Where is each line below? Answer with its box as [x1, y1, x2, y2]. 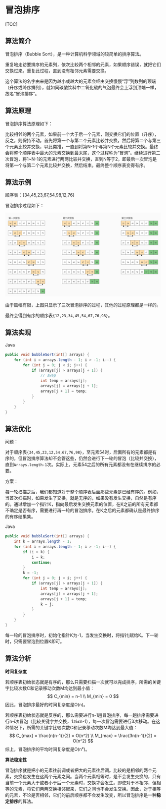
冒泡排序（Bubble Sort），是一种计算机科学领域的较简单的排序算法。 [5, 51, 144, 57]
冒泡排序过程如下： [5, 203, 44, 209]
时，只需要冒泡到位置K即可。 [5, 638, 65, 644]
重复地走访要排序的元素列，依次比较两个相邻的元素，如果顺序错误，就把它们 [5, 61, 161, 67]
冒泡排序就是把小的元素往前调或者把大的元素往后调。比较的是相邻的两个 [5, 767, 152, 773]
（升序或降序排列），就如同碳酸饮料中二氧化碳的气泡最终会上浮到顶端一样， [5, 84, 159, 90]
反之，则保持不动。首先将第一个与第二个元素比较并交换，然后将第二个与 [5, 137, 152, 143]
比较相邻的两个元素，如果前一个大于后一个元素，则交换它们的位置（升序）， [5, 131, 159, 137]
